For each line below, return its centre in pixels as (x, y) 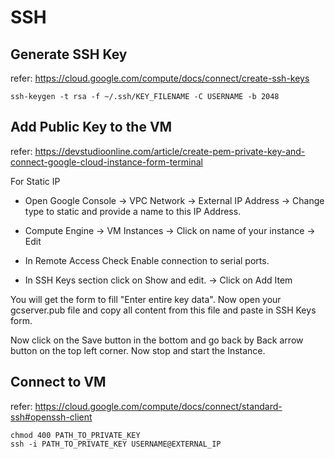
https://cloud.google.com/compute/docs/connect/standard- (158, 406)
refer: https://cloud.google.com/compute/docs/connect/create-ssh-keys (160, 78)
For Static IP (35, 181)
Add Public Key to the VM (91, 127)
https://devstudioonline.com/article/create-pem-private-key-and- (170, 151)
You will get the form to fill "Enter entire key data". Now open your (146, 299)
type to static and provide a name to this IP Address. (133, 211)
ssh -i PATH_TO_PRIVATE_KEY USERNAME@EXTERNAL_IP (116, 444)
